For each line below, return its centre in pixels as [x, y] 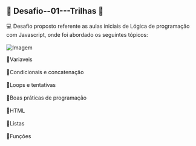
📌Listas [15, 123]
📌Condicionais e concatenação [45, 72]
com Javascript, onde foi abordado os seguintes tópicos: [77, 34]
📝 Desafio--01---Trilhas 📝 [55, 11]
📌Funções [19, 136]
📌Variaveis [19, 59]
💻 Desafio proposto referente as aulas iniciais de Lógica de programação [98, 26]
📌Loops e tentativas [31, 84]
